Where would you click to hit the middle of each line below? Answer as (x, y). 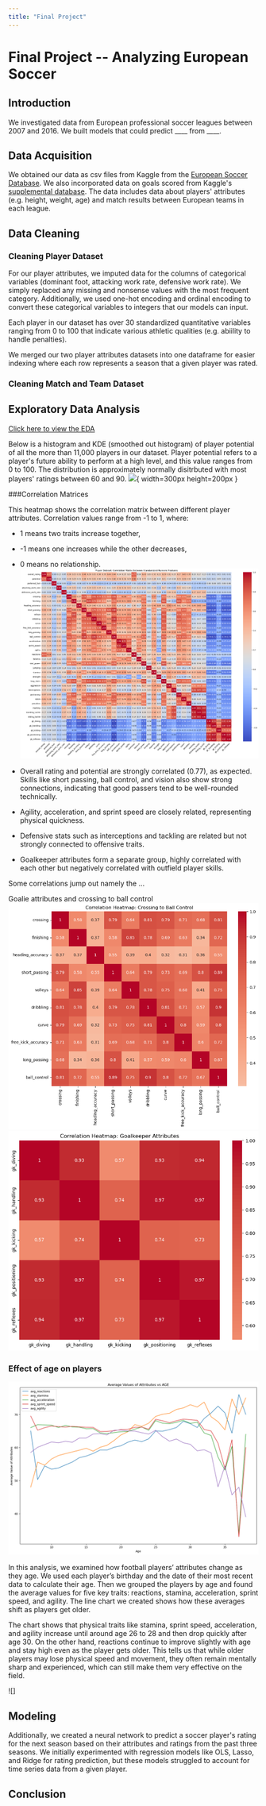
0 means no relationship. (60, 564)
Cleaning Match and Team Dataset (76, 384)
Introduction (40, 103)
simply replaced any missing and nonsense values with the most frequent (129, 291)
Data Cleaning (44, 233)
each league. (29, 208)
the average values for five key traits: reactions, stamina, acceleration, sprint (133, 1593)
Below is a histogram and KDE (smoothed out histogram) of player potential (131, 444)
